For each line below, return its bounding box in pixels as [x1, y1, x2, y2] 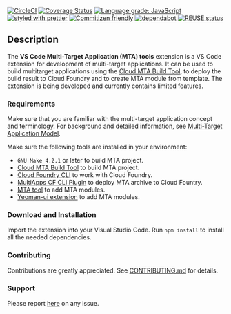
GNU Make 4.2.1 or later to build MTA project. [17, 156, 143, 165]
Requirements [7, 99, 56, 109]
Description [7, 34, 59, 46]
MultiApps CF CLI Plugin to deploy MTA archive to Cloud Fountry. [17, 178, 203, 187]
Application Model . [7, 129, 61, 138]
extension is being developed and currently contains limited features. [7, 82, 203, 90]
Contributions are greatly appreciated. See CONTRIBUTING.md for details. [7, 266, 219, 275]
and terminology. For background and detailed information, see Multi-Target [7, 122, 223, 131]
